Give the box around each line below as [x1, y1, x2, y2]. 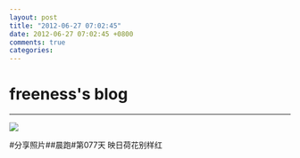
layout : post [9, 12, 58, 22]
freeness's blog [9, 84, 129, 105]
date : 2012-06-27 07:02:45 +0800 [9, 29, 134, 38]
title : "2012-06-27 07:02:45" [9, 21, 122, 30]
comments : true [9, 37, 66, 47]
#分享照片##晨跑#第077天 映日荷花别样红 [9, 139, 163, 151]
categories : [9, 46, 54, 55]
